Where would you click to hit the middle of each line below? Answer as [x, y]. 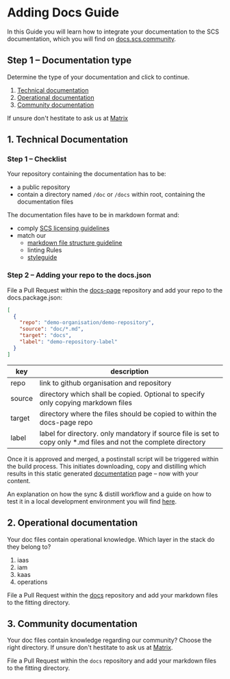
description [130, 371]
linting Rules [44, 250]
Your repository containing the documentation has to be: [87, 174]
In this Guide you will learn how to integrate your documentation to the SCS [113, 32]
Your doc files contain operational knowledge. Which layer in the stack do [111, 539]
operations [32, 582]
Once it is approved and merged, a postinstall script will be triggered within [113, 459]
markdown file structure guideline [75, 243]
